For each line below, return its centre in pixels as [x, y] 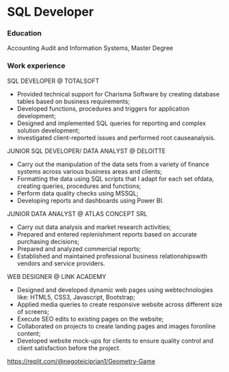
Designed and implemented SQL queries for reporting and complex [111, 123]
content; [29, 333]
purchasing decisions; [48, 241]
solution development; [48, 130]
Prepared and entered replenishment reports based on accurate [107, 234]
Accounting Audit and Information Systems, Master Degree [90, 48]
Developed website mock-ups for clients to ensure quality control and [115, 341]
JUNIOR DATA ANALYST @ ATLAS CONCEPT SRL [78, 213]
